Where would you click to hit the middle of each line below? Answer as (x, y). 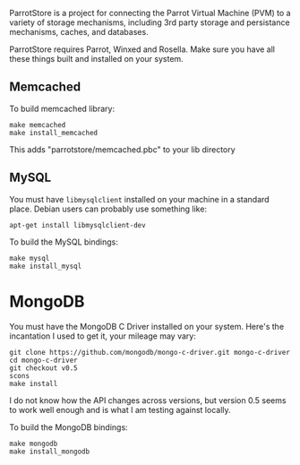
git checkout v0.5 (43, 368)
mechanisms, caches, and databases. (79, 32)
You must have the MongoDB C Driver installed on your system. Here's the (147, 326)
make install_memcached (54, 133)
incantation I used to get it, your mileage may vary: (103, 336)
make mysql (30, 258)
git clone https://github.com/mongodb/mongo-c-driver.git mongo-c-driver (150, 352)
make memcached (38, 125)
